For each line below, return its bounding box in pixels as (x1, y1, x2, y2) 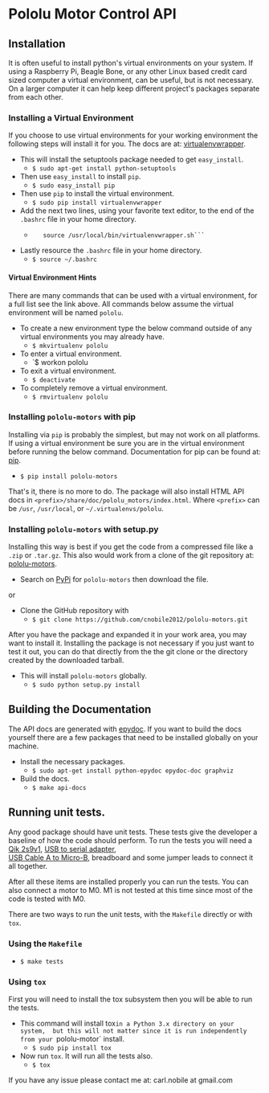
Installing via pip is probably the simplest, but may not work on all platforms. (8, 429, 261, 439)
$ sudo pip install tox (31, 1044, 112, 1053)
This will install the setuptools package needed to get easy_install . (19, 154, 244, 165)
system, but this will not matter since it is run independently (19, 1027, 247, 1035)
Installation (8, 37, 66, 51)
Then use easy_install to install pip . (19, 172, 141, 182)
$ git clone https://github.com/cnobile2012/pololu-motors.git (31, 616, 249, 624)
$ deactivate (31, 375, 76, 384)
